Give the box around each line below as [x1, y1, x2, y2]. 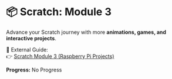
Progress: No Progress [6, 66, 62, 73]
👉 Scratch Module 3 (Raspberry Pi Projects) [6, 53, 114, 60]
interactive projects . [6, 35, 57, 42]
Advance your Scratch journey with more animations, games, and [6, 28, 166, 36]
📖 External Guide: [6, 46, 48, 53]
